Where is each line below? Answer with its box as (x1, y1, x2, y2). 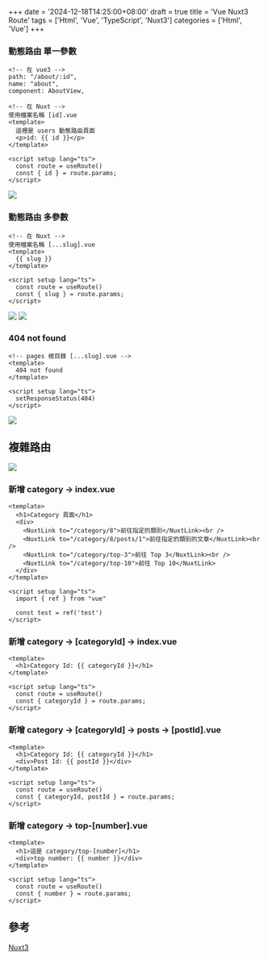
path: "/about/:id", (8, 73, 78, 81)
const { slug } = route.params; (15, 290, 125, 298)
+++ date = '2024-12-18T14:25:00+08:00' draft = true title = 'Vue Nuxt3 (8, 7, 249, 16)
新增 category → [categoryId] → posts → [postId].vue (8, 724, 222, 736)
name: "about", (8, 80, 60, 88)
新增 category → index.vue (8, 483, 115, 495)
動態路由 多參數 (8, 211, 69, 223)
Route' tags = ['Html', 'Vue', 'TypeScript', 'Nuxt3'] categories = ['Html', (8, 15, 242, 25)
